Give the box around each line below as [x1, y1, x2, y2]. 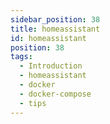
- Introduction [19, 61, 83, 71]
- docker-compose [19, 89, 92, 99]
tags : [10, 52, 33, 62]
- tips [19, 98, 47, 108]
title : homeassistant [10, 24, 101, 34]
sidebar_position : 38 [10, 14, 101, 25]
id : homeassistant [10, 33, 87, 43]
